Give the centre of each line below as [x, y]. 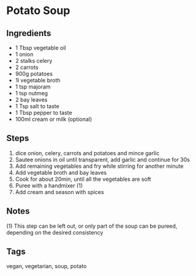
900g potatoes [34, 74]
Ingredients [29, 33]
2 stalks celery [34, 61]
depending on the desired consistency [55, 232]
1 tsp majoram [33, 87]
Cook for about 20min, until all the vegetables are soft [83, 179]
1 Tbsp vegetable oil [40, 48]
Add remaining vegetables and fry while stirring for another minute [99, 166]
